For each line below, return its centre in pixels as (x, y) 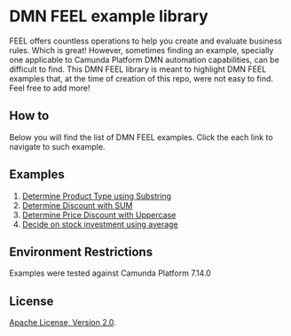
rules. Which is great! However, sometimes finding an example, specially (142, 50)
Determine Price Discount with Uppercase (99, 215)
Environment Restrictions (81, 251)
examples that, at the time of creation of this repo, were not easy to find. (141, 78)
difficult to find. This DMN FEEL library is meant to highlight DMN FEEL (138, 69)
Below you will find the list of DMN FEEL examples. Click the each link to (141, 137)
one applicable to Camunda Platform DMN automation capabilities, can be (144, 59)
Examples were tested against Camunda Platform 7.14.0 (110, 273)
